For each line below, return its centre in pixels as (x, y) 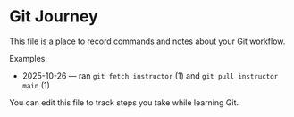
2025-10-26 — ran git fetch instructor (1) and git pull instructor (150, 75)
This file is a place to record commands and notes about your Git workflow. (147, 41)
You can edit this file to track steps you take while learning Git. (124, 102)
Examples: (28, 58)
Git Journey (54, 17)
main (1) (36, 85)
